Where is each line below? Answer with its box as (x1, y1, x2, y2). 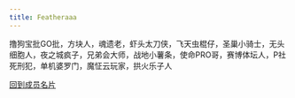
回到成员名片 (9, 79, 56, 89)
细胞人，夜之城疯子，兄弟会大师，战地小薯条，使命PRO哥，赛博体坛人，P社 (9, 49, 286, 60)
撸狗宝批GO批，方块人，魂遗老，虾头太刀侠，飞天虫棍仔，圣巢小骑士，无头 (9, 38, 285, 49)
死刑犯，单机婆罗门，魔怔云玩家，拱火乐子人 (9, 60, 173, 71)
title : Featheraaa (9, 12, 77, 22)
